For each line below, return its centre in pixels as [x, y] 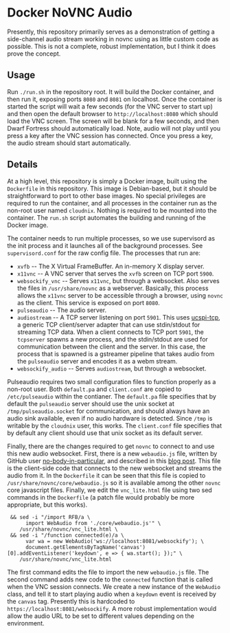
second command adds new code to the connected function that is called [110, 579]
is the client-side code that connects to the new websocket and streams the [114, 468]
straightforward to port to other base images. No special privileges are [106, 196]
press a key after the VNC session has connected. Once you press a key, [110, 135]
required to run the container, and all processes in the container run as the [112, 203]
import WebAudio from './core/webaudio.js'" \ [93, 523]
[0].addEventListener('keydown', [55, 553]
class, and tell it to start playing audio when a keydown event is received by [112, 594]
